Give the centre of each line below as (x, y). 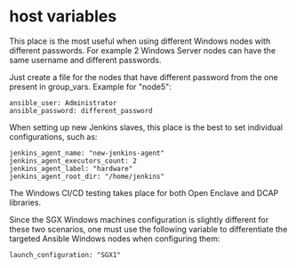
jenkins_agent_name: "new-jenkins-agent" (87, 153)
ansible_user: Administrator (63, 103)
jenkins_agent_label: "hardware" (71, 168)
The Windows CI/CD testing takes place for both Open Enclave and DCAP (144, 192)
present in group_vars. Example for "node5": (90, 86)
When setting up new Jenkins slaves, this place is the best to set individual (146, 127)
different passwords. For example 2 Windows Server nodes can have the (143, 50)
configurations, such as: (53, 136)
